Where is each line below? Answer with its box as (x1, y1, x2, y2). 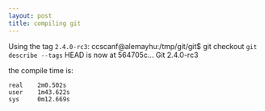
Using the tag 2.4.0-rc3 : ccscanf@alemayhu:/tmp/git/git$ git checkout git (8, 41, 258, 51)
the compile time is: (8, 65, 74, 75)
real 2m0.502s (8, 81, 67, 89)
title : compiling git (8, 19, 82, 27)
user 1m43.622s (8, 88, 70, 97)
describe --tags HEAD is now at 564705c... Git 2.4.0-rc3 (8, 50, 199, 60)
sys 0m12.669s (8, 95, 70, 103)
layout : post (8, 11, 53, 20)
